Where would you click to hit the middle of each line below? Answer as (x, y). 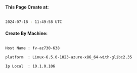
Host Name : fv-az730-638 (32, 48)
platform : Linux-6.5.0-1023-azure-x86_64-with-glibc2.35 (69, 57)
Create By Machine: (27, 33)
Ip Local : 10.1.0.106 (30, 66)
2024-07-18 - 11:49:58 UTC (34, 22)
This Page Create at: (27, 7)
